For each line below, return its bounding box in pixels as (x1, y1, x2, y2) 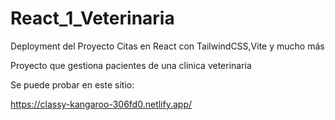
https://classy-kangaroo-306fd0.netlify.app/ (10, 98, 193, 110)
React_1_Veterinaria (10, 7, 175, 30)
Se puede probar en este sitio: (10, 78, 135, 91)
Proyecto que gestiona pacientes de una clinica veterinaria (10, 59, 252, 71)
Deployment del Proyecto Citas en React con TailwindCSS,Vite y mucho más (10, 40, 325, 52)
